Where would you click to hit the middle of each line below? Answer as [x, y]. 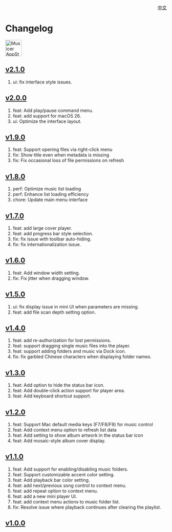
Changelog [29, 28]
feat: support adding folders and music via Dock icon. [69, 351]
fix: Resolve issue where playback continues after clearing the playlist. [87, 507]
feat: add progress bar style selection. [53, 234]
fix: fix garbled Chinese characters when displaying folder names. [82, 357]
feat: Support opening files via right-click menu [62, 149]
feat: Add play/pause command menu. [53, 110]
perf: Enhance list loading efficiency [51, 194]
